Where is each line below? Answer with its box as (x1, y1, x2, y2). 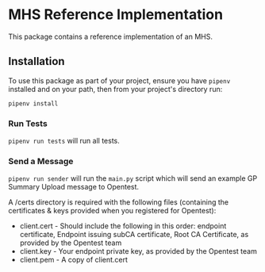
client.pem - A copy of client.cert (19, 255, 129, 265)
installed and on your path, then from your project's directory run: (8, 84, 223, 94)
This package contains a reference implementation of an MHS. (8, 32, 213, 41)
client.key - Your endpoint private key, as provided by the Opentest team (19, 247, 258, 256)
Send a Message (8, 155, 74, 167)
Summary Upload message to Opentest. (8, 182, 140, 192)
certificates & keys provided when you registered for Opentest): (8, 206, 217, 216)
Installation (8, 55, 65, 68)
